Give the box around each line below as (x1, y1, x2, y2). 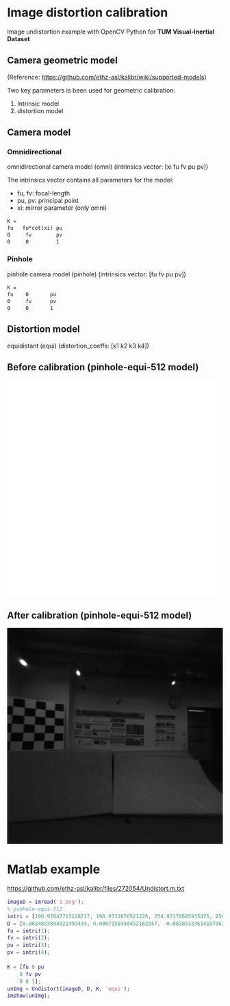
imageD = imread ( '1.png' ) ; (7, 898, 84, 906)
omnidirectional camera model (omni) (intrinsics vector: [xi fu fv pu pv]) (7, 163, 209, 171)
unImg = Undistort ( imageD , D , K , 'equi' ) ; (7, 985, 130, 992)
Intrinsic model (16, 99, 60, 108)
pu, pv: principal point (16, 197, 79, 205)
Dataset (7, 34, 30, 43)
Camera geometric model (7, 55, 118, 67)
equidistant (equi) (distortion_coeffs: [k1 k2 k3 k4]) (7, 342, 149, 350)
